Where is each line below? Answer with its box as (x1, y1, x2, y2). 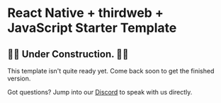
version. (7, 74, 31, 83)
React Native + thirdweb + (7, 5, 164, 21)
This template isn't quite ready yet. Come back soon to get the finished (7, 67, 215, 75)
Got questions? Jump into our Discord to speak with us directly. (7, 88, 193, 96)
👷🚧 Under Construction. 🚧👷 (7, 48, 129, 60)
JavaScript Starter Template (7, 20, 177, 36)
